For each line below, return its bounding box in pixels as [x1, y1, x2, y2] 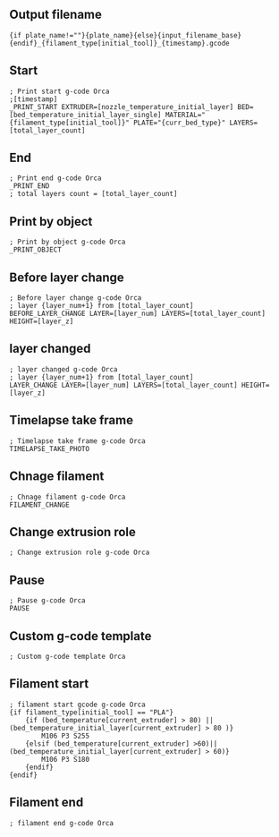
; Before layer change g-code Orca [9, 294, 142, 303]
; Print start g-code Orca [9, 87, 110, 96]
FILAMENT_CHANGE [9, 500, 70, 509]
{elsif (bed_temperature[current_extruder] [25, 739, 190, 748]
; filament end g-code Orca [9, 818, 114, 827]
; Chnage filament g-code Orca [9, 492, 126, 501]
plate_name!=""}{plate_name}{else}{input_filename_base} [25, 30, 242, 39]
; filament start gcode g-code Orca [9, 700, 146, 709]
